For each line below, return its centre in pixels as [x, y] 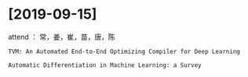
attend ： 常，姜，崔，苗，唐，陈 [62, 37]
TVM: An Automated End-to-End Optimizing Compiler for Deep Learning [124, 51]
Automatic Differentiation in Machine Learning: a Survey [105, 65]
